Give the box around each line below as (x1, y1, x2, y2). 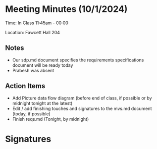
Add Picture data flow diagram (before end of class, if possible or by (12, 95, 152, 101)
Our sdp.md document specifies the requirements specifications (12, 57, 144, 63)
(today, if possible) (12, 110, 51, 117)
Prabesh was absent (12, 67, 54, 73)
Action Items (5, 82, 46, 90)
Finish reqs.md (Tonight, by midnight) (12, 116, 89, 122)
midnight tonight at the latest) (12, 100, 73, 106)
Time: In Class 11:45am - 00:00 (5, 20, 68, 26)
